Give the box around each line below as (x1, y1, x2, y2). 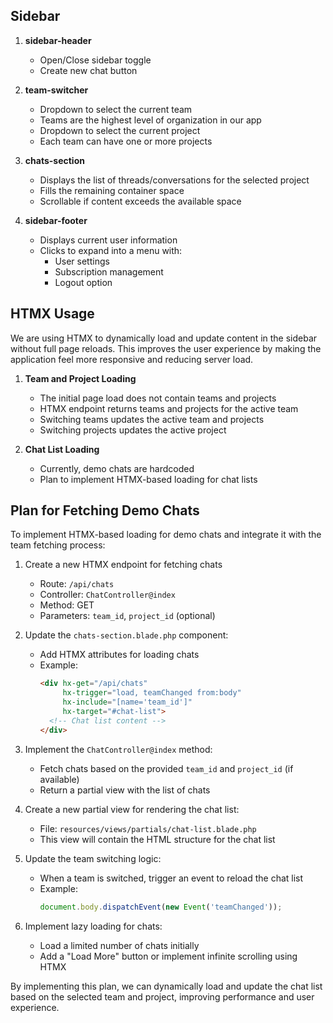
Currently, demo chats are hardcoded (39, 462, 195, 474)
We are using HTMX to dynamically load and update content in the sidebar (10, 332, 318, 344)
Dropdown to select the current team (39, 103, 193, 115)
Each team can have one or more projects (39, 135, 213, 147)
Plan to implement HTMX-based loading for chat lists (39, 473, 258, 485)
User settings (54, 255, 110, 267)
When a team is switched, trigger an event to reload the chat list (39, 872, 304, 884)
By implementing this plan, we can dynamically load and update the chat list (10, 980, 323, 992)
